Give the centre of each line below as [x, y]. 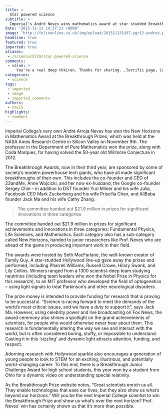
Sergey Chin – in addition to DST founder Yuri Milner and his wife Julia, [78, 188]
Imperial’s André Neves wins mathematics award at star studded [78, 24]
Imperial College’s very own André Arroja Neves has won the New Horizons [83, 131]
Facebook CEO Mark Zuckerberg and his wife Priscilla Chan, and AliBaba [80, 193]
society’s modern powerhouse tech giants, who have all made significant [80, 172]
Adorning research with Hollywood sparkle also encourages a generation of [83, 353]
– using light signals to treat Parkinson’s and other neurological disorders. [81, 286]
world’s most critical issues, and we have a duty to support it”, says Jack [80, 307]
